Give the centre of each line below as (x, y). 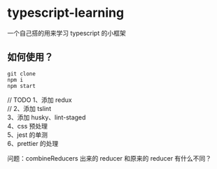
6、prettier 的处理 (33, 143)
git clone (22, 74)
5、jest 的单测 (27, 135)
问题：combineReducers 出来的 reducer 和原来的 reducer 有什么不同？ (110, 158)
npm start (22, 86)
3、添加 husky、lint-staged (47, 117)
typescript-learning (66, 13)
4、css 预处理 (27, 126)
